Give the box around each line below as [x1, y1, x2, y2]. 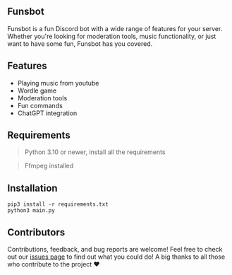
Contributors [7, 226, 66, 238]
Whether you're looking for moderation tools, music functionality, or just [7, 32, 216, 40]
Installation [7, 182, 58, 194]
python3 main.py [7, 207, 55, 214]
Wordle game [17, 86, 57, 95]
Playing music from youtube [17, 78, 99, 87]
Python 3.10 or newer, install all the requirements [24, 148, 166, 156]
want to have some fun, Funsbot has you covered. [7, 39, 153, 48]
